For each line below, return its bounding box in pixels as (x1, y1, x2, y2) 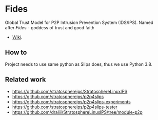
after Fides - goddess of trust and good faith (5, 24, 95, 30)
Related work (5, 76, 46, 84)
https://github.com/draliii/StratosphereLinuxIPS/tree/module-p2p (12, 109, 143, 115)
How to (5, 48, 27, 57)
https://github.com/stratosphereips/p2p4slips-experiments (12, 99, 131, 104)
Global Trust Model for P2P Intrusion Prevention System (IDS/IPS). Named (5, 20, 154, 25)
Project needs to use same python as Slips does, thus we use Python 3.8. (5, 61, 153, 67)
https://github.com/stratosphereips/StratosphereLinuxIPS (12, 88, 128, 94)
